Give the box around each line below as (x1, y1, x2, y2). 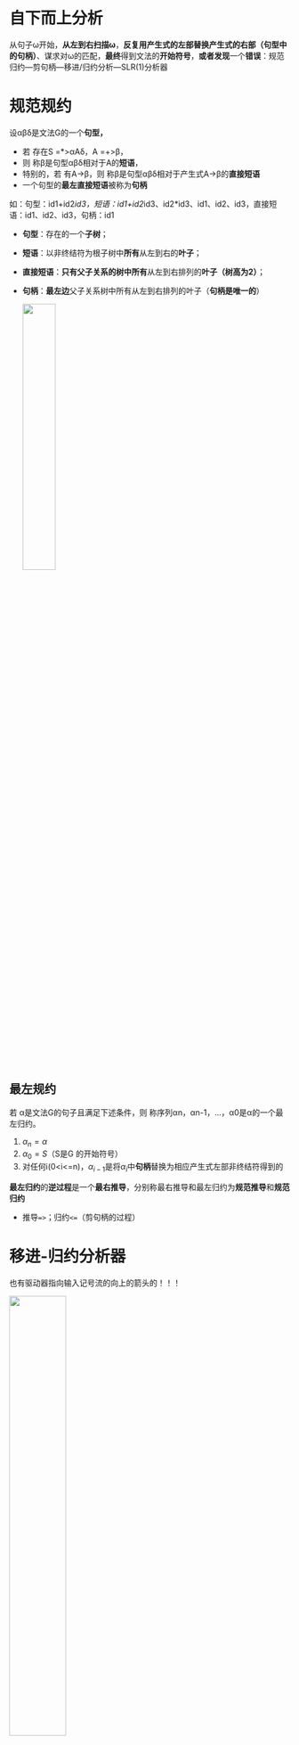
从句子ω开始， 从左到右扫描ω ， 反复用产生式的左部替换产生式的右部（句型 (9, 39, 279, 50)
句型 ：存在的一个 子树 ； (21, 228, 109, 239)
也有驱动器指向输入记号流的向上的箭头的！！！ (9, 1277, 181, 1288)
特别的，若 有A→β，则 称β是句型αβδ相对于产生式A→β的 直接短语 (21, 168, 261, 179)
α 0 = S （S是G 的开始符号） (21, 1148, 123, 1162)
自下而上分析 (9, 8, 104, 29)
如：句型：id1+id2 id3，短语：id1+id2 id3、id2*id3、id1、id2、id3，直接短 (9, 198, 278, 209)
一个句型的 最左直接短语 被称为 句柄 (21, 179, 148, 190)
